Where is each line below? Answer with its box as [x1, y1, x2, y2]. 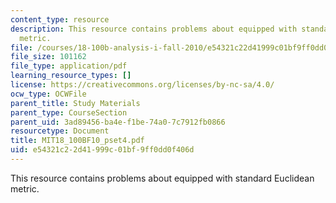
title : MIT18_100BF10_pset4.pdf [10, 136, 145, 146]
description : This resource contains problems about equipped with [10, 24, 298, 34]
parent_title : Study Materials [10, 98, 141, 108]
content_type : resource [10, 14, 110, 25]
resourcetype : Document [10, 126, 110, 136]
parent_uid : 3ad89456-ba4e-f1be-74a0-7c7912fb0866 [10, 117, 226, 127]
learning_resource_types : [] [10, 71, 132, 81]
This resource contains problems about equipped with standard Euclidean [10, 172, 315, 184]
